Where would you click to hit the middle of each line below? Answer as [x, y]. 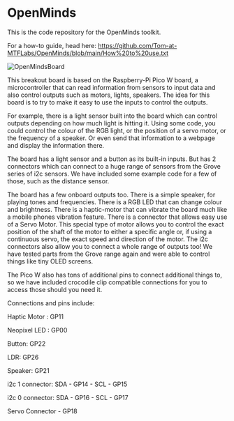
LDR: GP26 [23, 357]
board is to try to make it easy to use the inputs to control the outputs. [108, 102]
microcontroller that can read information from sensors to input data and [111, 87]
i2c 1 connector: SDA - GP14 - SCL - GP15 [67, 384]
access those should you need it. [55, 289]
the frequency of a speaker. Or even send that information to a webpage [111, 138]
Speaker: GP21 [29, 370]
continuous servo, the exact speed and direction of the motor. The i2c [108, 239]
